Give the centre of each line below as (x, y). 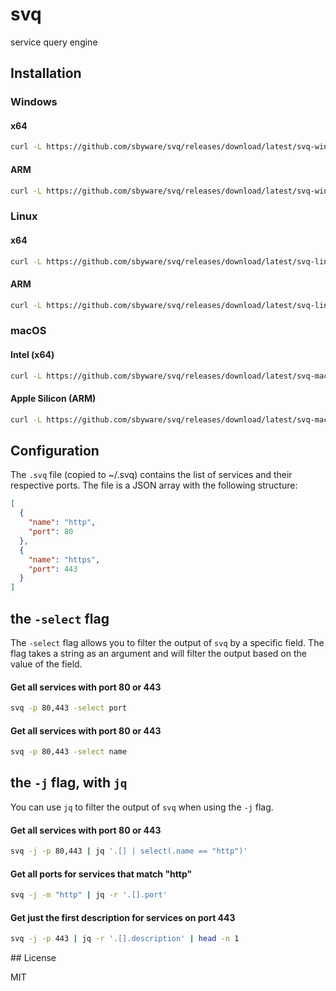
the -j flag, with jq (69, 783)
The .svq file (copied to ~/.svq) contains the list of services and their (151, 475)
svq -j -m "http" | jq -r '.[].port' (89, 895)
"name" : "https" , (64, 559)
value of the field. (46, 664)
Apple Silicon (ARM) (53, 399)
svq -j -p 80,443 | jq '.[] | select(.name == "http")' (129, 851)
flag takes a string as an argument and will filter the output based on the (158, 653)
